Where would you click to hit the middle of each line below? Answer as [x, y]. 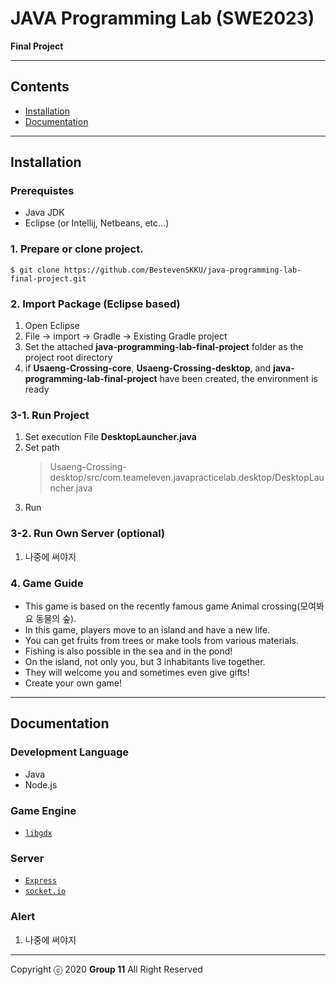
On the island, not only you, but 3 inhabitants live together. [145, 661]
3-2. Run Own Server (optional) [88, 534]
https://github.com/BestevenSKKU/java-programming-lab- [182, 270]
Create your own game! [73, 683]
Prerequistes [42, 191]
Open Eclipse [52, 326]
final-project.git [48, 278]
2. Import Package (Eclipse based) [95, 304]
